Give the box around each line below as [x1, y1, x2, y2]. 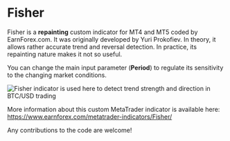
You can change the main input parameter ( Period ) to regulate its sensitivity [7, 63, 224, 72]
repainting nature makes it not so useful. [7, 50, 123, 58]
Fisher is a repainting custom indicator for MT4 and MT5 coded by [7, 28, 198, 36]
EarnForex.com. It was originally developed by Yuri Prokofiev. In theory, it [7, 35, 216, 43]
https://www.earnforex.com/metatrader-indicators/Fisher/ [7, 113, 172, 121]
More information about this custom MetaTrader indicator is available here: [7, 105, 220, 113]
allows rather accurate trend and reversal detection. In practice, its [7, 42, 197, 51]
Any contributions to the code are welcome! [7, 126, 132, 134]
